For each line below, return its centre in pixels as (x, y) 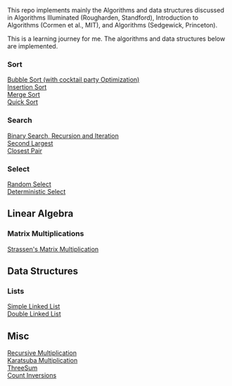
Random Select (29, 184)
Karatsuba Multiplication (43, 361)
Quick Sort (23, 102)
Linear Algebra (40, 214)
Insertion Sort (27, 87)
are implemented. (33, 46)
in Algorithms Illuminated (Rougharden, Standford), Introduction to (103, 18)
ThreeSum (22, 368)
